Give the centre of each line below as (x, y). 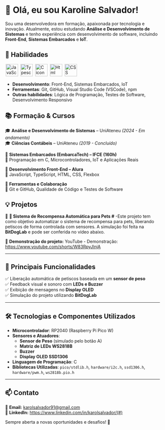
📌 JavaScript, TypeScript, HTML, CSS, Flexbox (52, 174)
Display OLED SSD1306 (44, 357)
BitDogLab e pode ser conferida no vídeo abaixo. (55, 232)
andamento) (18, 138)
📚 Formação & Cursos (40, 116)
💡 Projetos (21, 204)
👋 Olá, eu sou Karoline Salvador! (72, 10)
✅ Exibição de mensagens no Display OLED (50, 290)
